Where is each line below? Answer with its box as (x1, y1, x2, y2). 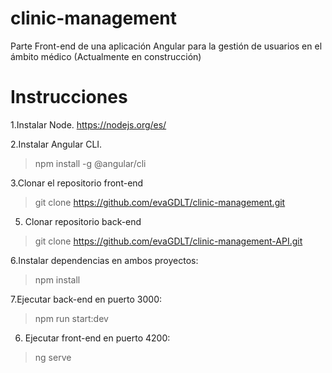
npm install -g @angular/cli (34, 157, 147, 169)
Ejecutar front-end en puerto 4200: (24, 332, 171, 344)
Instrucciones (10, 86, 128, 109)
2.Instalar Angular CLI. (10, 138, 103, 150)
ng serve (34, 351, 72, 363)
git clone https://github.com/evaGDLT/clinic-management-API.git (34, 235, 303, 247)
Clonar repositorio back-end (24, 215, 142, 227)
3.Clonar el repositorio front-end (10, 177, 144, 189)
